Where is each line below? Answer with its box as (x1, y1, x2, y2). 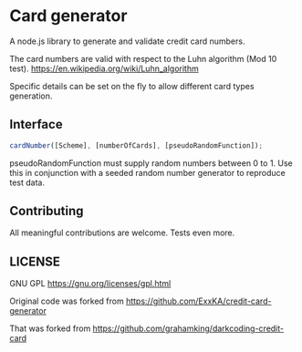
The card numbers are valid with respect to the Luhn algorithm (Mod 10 (9, 53, 277, 64)
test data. (9, 177, 46, 188)
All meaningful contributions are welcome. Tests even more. (9, 227, 235, 238)
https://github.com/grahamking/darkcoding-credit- (92, 323, 285, 334)
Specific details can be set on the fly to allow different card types (9, 80, 255, 91)
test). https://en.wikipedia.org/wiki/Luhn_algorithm (9, 63, 199, 74)
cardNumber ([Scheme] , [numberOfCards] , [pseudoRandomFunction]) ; (9, 140, 263, 150)
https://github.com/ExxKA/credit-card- (126, 295, 272, 306)
